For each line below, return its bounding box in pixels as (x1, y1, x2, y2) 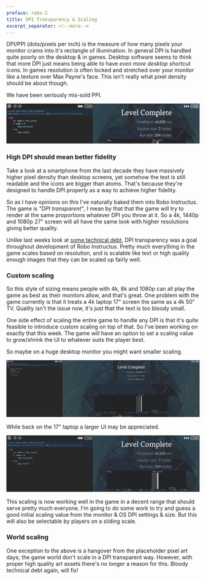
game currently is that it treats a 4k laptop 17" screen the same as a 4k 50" (6, 298, 195, 306)
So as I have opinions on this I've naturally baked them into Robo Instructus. (6, 198, 198, 206)
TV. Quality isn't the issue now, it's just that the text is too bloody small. (6, 304, 186, 312)
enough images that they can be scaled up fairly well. (6, 255, 142, 263)
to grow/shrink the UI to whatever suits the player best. (6, 336, 145, 344)
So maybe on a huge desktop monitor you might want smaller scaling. (6, 348, 183, 355)
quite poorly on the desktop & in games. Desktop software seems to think (6, 53, 192, 61)
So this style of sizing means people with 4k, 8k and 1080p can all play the (6, 285, 195, 293)
